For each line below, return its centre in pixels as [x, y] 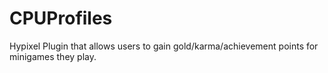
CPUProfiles [61, 18]
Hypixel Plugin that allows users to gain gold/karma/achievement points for [164, 46]
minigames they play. [53, 56]
